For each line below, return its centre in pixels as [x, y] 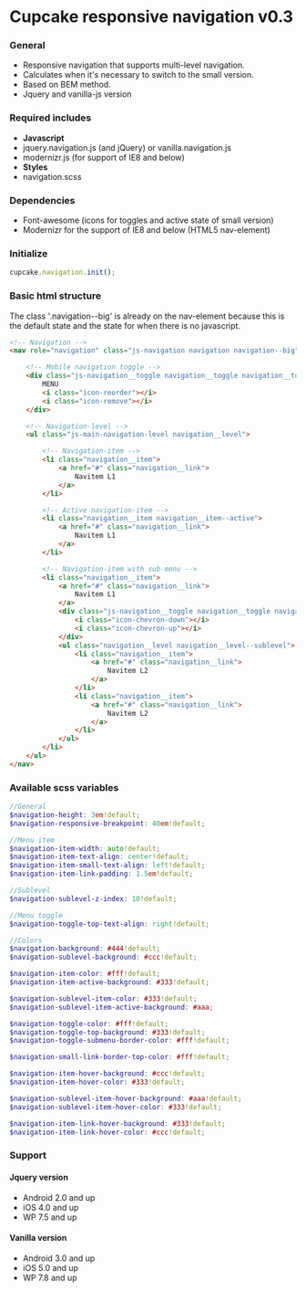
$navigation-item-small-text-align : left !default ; [107, 866]
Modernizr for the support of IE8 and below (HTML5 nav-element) [146, 230]
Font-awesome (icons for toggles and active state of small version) [148, 220]
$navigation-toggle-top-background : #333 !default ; [107, 1032]
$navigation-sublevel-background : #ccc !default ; [103, 957]
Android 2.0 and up [59, 1197]
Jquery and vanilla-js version [77, 94]
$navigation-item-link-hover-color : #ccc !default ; [107, 1132]
